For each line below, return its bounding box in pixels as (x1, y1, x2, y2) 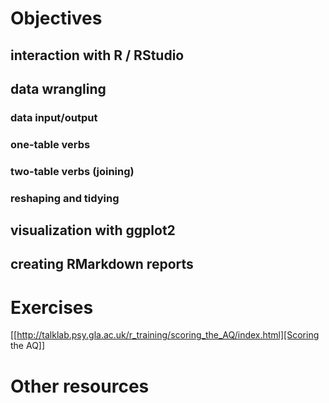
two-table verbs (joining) (10, 164, 135, 178)
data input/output (10, 110, 98, 124)
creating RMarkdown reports (10, 256, 194, 273)
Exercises (10, 296, 94, 319)
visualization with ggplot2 (10, 222, 176, 239)
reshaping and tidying (10, 191, 120, 205)
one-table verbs (10, 137, 91, 151)
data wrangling (10, 80, 107, 97)
